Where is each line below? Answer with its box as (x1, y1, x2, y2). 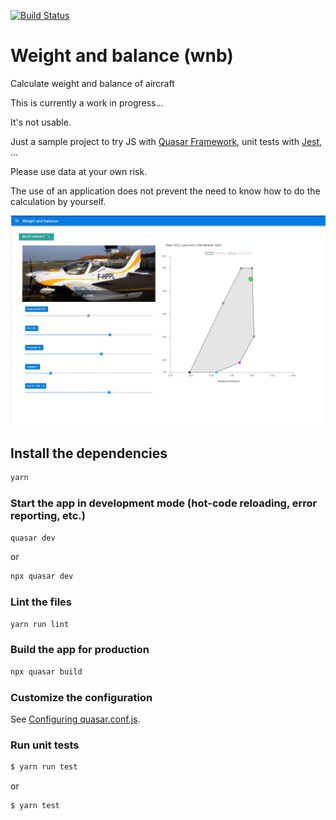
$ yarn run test (10, 762, 78, 772)
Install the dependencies (10, 445, 168, 462)
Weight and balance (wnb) (10, 45, 234, 67)
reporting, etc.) (10, 509, 86, 523)
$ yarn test (10, 801, 60, 811)
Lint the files (10, 595, 72, 609)
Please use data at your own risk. (10, 165, 148, 177)
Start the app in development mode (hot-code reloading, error (10, 496, 318, 510)
